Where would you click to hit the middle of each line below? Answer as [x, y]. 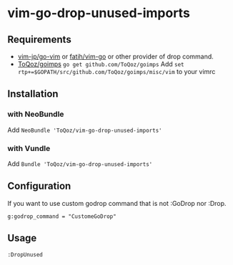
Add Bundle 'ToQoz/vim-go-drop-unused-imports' [80, 163]
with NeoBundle [36, 114]
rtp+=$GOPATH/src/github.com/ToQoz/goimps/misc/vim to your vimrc [116, 72]
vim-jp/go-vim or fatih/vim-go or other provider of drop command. [116, 56]
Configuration [39, 186]
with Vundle [29, 148]
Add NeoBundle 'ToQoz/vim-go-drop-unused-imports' [85, 130]
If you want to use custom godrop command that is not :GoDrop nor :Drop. [117, 203]
